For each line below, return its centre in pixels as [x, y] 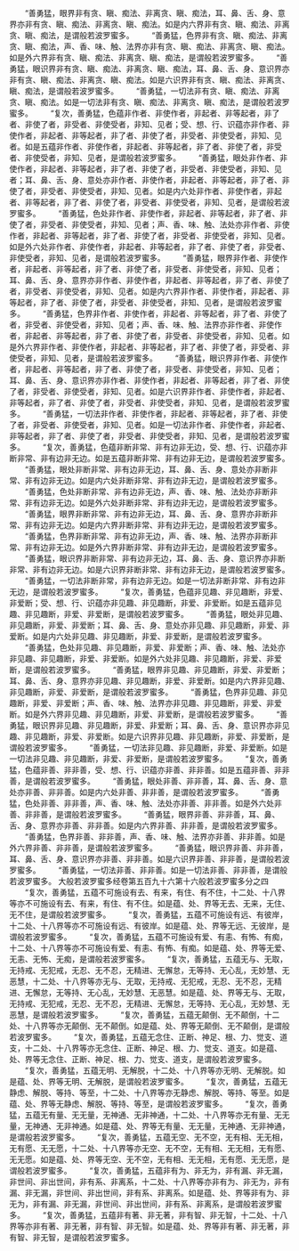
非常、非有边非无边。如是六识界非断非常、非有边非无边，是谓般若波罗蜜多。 [149, 569]
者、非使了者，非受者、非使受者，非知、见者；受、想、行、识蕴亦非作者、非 [149, 124]
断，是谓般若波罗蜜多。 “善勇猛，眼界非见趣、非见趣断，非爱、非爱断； [149, 670]
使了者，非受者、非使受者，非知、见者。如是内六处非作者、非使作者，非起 [145, 191]
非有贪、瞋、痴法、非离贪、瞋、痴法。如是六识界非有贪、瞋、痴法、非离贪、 [149, 80]
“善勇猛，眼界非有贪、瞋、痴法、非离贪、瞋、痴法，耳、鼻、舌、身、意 [155, 13]
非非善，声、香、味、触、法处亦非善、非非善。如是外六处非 [173, 803]
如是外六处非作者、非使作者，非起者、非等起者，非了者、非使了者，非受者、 [149, 247]
